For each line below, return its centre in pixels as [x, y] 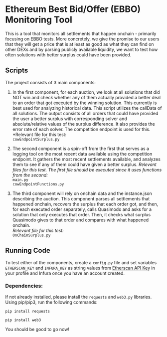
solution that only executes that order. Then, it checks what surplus [82, 214]
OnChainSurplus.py [31, 235]
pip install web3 [23, 320]
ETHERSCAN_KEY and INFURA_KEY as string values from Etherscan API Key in [80, 268]
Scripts [17, 71]
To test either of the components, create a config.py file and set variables [81, 262]
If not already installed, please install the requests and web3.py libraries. [79, 297]
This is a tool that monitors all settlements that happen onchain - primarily [81, 33]
